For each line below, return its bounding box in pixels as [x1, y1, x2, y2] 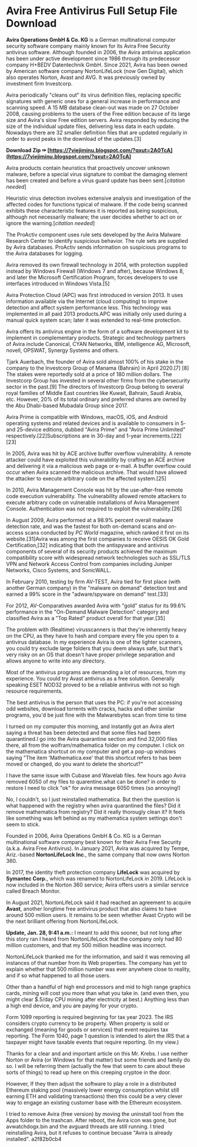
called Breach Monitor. [6, 887, 61, 894]
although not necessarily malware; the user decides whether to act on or [6, 213, 182, 220]
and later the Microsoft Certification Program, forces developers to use [6, 273, 178, 281]
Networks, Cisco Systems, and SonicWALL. [6, 566, 111, 573]
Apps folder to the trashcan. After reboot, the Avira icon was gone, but [6, 1116, 176, 1123]
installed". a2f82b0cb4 [6, 1135, 62, 1142]
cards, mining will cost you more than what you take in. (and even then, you [6, 989, 189, 997]
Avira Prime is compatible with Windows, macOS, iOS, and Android [6, 413, 168, 420]
